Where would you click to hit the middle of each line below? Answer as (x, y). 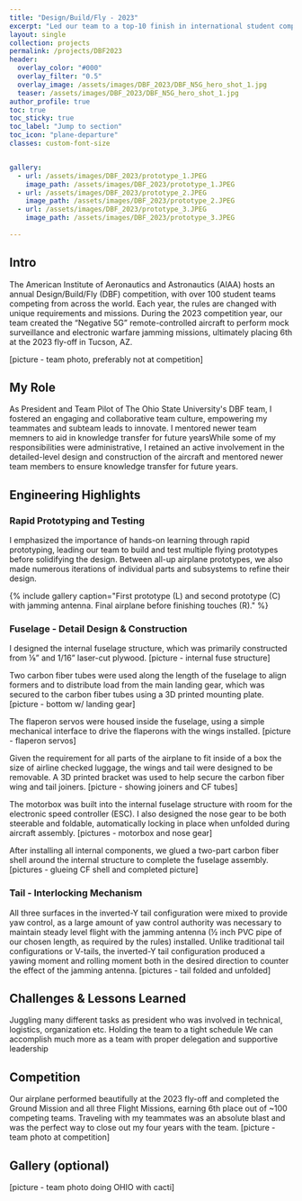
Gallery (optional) (59, 1165)
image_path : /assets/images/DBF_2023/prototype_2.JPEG (130, 201)
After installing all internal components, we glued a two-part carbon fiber (144, 851)
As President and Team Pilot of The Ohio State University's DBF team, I (141, 409)
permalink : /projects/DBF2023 (66, 51)
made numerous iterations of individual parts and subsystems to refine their (150, 569)
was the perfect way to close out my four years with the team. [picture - (142, 1128)
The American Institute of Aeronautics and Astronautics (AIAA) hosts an (142, 284)
